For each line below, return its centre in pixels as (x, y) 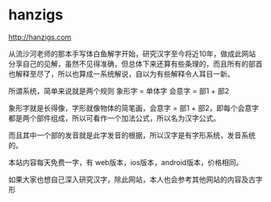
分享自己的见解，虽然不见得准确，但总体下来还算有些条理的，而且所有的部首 (135, 64)
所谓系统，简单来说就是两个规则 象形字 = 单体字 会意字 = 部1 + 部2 (119, 91)
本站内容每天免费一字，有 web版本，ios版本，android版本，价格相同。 (126, 162)
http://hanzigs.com (40, 37)
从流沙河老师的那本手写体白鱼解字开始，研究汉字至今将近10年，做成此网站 (132, 53)
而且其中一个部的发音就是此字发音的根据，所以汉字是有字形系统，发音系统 (132, 135)
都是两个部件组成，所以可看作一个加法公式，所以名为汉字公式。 (114, 117)
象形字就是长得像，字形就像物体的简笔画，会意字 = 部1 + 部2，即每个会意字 (134, 108)
